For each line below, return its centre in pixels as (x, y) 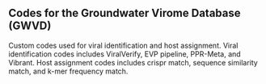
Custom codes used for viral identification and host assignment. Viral (123, 45)
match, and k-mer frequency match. (68, 71)
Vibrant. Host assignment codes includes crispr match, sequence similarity (133, 62)
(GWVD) (30, 26)
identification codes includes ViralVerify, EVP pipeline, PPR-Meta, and (125, 54)
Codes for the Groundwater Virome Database (125, 13)
